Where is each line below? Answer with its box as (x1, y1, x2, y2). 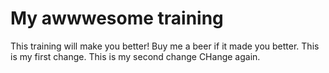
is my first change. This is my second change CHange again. (10, 50, 261, 62)
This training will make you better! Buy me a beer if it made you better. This (10, 40, 320, 52)
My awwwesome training (10, 7, 224, 30)
